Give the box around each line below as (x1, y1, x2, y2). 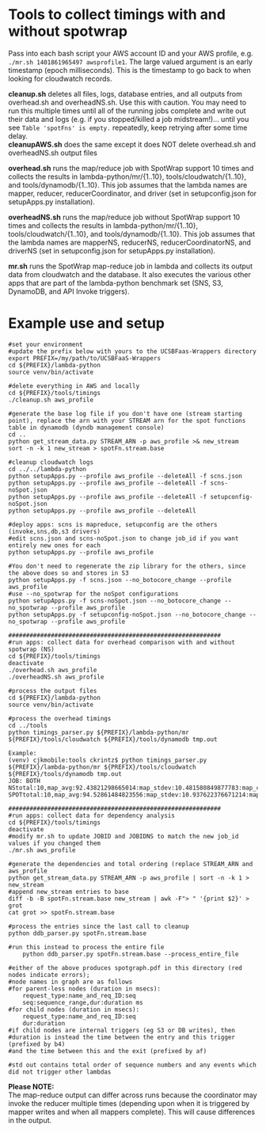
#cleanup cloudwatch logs (8, 458, 93, 466)
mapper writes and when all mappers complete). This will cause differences (8, 1107, 256, 1116)
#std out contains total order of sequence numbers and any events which (8, 1061, 257, 1069)
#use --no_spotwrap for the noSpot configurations (8, 590, 179, 598)
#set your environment (8, 340, 83, 348)
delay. (8, 131, 28, 140)
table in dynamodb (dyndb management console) (8, 424, 165, 432)
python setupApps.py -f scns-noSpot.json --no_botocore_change (8, 596, 222, 605)
